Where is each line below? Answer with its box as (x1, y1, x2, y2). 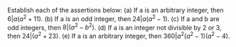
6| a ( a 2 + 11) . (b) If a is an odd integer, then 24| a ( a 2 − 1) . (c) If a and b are (7, 13, 220, 23)
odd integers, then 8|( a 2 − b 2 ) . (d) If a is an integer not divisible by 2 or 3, (7, 22, 222, 32)
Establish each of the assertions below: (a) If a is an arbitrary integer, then (7, 6, 224, 14)
